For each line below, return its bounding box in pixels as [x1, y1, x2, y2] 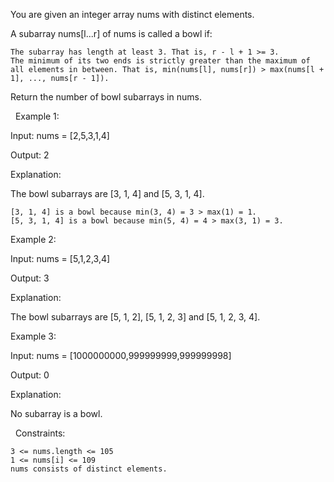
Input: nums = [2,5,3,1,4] [10, 130, 110, 141]
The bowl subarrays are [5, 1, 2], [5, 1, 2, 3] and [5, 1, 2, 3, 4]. [10, 311, 261, 323]
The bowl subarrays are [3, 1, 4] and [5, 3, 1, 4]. [10, 188, 205, 199]
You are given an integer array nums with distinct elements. [10, 9, 255, 20]
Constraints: [14, 427, 66, 439]
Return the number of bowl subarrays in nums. [10, 91, 202, 103]
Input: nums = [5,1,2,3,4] [10, 253, 111, 264]
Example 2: [10, 234, 57, 245]
